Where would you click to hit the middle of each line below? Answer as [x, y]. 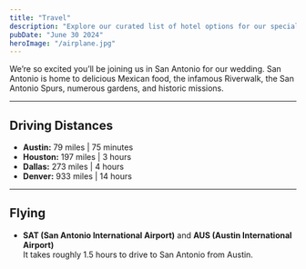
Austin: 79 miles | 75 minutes [78, 147]
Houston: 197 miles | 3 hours [77, 157]
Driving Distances [61, 125]
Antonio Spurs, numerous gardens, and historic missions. [117, 88]
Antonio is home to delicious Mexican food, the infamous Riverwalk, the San [152, 79]
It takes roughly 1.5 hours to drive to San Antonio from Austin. [138, 254]
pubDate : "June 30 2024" [56, 35]
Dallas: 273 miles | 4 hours [73, 167]
